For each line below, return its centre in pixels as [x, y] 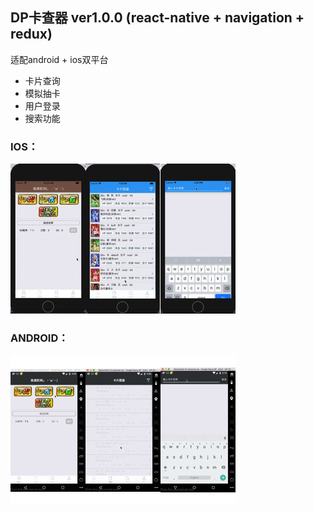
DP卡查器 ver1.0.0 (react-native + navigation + [157, 18]
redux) [31, 34]
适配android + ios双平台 [59, 59]
